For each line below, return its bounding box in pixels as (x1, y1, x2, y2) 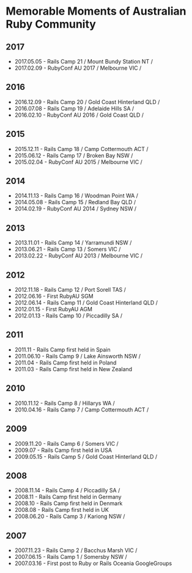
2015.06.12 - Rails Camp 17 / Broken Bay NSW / (14, 152, 133, 159)
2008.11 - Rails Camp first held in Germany (14, 494, 122, 501)
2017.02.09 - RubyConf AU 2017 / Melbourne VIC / (14, 64, 142, 72)
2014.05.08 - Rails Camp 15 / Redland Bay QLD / (14, 199, 136, 206)
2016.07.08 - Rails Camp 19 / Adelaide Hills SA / (14, 105, 135, 112)
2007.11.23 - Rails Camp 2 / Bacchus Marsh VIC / (14, 547, 138, 554)
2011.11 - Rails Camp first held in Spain (14, 346, 111, 353)
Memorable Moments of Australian (6, 4, 186, 18)
